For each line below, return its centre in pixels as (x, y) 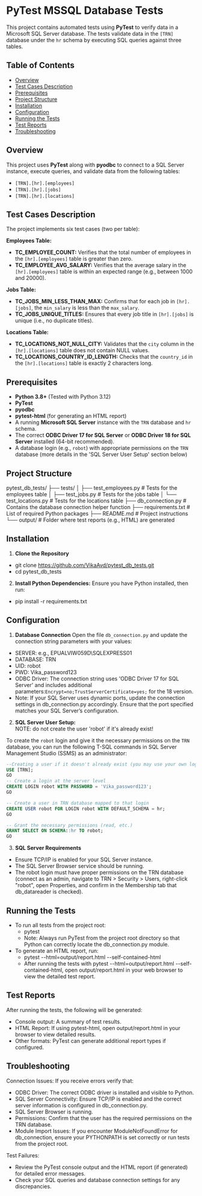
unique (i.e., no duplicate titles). (54, 321)
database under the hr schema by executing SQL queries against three (94, 40)
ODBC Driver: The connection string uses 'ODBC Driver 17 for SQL (97, 679)
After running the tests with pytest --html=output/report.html (99, 963)
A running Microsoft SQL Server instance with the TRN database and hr (103, 422)
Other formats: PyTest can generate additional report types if (90, 1040)
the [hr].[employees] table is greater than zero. (74, 259)
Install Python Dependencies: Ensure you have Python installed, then (101, 583)
